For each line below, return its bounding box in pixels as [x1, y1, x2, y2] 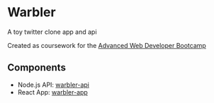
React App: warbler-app [17, 87, 89, 96]
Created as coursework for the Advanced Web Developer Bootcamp [7, 41, 207, 49]
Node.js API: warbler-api [17, 80, 90, 89]
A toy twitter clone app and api [7, 28, 97, 36]
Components [7, 61, 66, 74]
